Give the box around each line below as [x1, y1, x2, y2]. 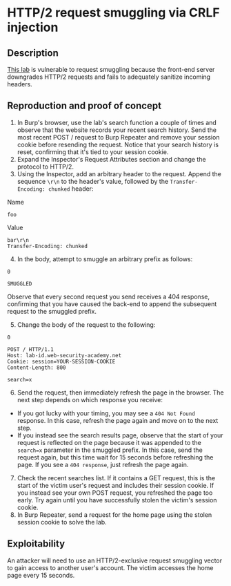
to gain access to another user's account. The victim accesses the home [7, 563, 214, 571]
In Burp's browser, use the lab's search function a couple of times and [17, 118, 217, 126]
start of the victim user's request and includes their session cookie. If [17, 481, 214, 489]
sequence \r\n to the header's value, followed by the [17, 177, 169, 185]
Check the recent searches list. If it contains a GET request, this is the [17, 473, 216, 482]
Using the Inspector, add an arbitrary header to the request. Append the [17, 169, 222, 178]
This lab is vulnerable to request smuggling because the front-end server [7, 66, 215, 73]
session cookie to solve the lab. [17, 518, 107, 526]
